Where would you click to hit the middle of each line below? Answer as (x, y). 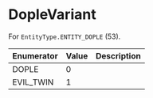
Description (118, 55)
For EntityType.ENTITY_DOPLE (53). (65, 36)
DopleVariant (53, 15)
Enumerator (35, 55)
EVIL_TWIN (33, 82)
